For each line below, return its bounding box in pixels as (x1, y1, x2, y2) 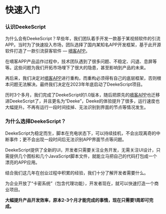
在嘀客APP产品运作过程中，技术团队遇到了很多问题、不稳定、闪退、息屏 (5, 58, 153, 64)
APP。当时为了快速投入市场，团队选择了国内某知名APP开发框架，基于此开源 (5, 42, 162, 48)
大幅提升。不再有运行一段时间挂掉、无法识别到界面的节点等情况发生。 (5, 105, 149, 110)
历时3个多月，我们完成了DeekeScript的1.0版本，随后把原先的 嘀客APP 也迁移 (5, 92, 160, 98)
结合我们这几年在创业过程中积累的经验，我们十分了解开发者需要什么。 (5, 169, 149, 176)
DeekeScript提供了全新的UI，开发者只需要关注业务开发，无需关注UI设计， (5, 147, 157, 153)
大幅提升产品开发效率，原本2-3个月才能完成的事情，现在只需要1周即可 (5, 197, 150, 203)
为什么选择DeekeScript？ (5, 118, 66, 125)
